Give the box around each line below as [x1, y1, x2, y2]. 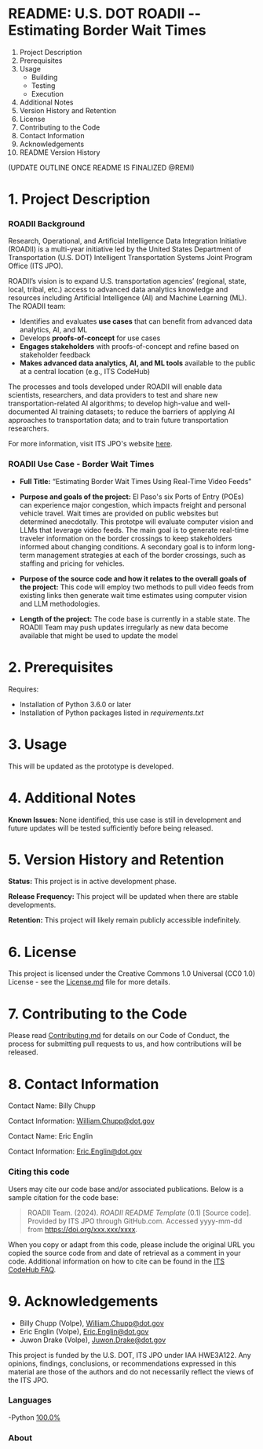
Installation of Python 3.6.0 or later [19, 699, 132, 709]
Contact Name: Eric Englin [8, 1132, 93, 1141]
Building [31, 72, 58, 82]
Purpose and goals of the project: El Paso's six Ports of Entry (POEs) [19, 492, 245, 501]
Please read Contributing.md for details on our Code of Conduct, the [8, 1031, 230, 1040]
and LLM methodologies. [19, 599, 100, 608]
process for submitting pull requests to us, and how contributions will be [8, 1039, 242, 1049]
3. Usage [8, 736, 68, 753]
